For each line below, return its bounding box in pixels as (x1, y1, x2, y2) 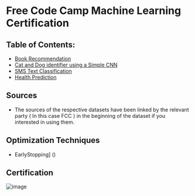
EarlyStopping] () (14, 150, 56, 158)
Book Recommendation (14, 55, 71, 62)
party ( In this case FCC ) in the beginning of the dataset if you (14, 112, 166, 119)
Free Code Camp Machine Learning (6, 4, 182, 17)
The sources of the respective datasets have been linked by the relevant (14, 106, 189, 113)
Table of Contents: (6, 40, 76, 50)
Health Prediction (14, 74, 57, 80)
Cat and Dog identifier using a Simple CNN (14, 61, 118, 68)
